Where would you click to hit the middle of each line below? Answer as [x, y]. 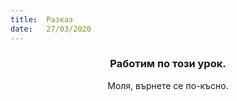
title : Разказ [42, 19]
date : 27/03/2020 [51, 29]
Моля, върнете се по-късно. [168, 85]
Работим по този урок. [168, 64]
